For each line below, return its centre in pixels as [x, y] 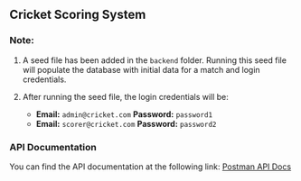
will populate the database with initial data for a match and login [141, 69]
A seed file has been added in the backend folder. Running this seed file [155, 60]
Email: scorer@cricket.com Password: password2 [126, 123]
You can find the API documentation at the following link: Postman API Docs [150, 167]
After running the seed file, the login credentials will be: [125, 96]
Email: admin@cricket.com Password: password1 [124, 114]
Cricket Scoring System [78, 15]
